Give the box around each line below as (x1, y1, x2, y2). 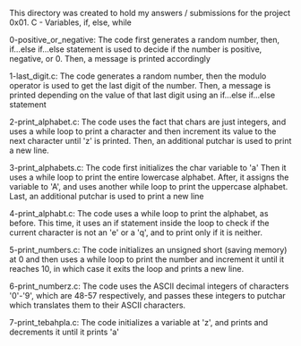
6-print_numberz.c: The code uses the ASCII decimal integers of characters (9, 281, 289, 291)
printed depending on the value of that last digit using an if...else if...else (9, 89, 276, 100)
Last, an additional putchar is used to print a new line (9, 191, 204, 201)
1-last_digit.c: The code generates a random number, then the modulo (9, 71, 267, 81)
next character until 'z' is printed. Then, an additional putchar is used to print (9, 136, 292, 146)
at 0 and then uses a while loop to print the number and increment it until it (9, 254, 285, 265)
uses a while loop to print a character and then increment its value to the (9, 126, 277, 137)
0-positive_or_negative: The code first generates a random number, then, (9, 35, 280, 45)
